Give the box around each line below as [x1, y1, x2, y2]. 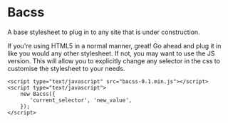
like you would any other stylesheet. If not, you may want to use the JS [7, 49, 215, 58]
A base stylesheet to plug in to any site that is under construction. [7, 28, 201, 36]
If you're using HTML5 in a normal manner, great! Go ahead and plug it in [7, 41, 222, 50]
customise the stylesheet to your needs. [7, 64, 125, 73]
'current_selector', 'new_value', [29, 97, 133, 104]
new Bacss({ [20, 90, 56, 97]
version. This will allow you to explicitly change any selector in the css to [7, 56, 221, 65]
